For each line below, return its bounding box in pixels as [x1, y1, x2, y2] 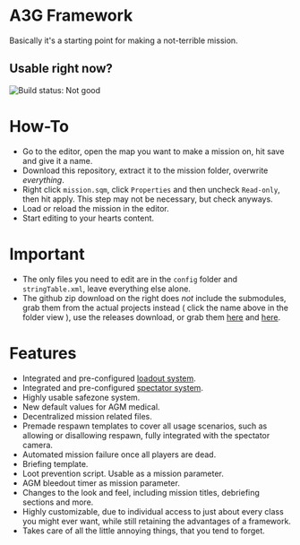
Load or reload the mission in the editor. [21, 203, 170, 213]
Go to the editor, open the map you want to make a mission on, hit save [21, 145, 285, 157]
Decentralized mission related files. [21, 411, 152, 421]
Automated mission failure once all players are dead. [21, 449, 217, 460]
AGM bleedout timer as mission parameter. [21, 477, 181, 489]
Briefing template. [21, 458, 89, 469]
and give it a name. [21, 155, 93, 166]
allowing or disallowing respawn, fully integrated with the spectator [21, 429, 270, 440]
